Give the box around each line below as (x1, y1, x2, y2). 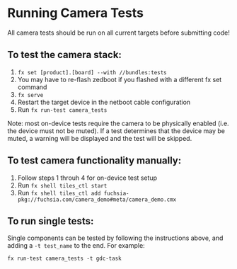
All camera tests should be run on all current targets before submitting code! (7, 28, 230, 37)
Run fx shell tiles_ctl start (17, 181, 108, 189)
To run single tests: (7, 214, 94, 227)
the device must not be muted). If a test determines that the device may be (7, 126, 225, 135)
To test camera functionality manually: (7, 154, 182, 167)
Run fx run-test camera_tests (17, 105, 108, 114)
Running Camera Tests (7, 5, 144, 21)
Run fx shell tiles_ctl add (17, 188, 101, 197)
